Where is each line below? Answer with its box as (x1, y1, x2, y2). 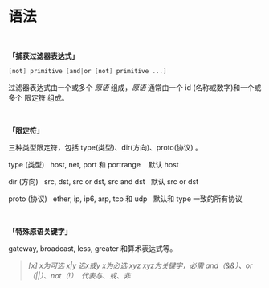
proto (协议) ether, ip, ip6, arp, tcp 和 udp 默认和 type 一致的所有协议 (8, 194, 243, 204)
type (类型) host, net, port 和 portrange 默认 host (8, 159, 179, 169)
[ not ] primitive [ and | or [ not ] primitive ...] (8, 67, 167, 75)
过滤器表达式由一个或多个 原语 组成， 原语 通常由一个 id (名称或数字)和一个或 (8, 82, 262, 93)
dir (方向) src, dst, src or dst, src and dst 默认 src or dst (8, 176, 199, 186)
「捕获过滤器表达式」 (8, 51, 79, 60)
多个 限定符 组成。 (8, 93, 69, 102)
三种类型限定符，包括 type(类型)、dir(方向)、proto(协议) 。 (8, 142, 203, 152)
